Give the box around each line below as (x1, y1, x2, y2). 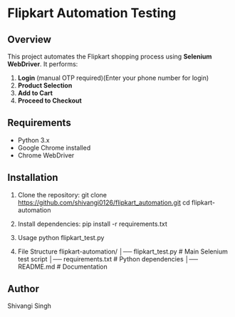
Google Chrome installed (17, 143, 91, 152)
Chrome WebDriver (17, 151, 75, 160)
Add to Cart (17, 89, 53, 97)
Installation (7, 172, 58, 184)
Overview (7, 33, 52, 46)
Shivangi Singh (7, 301, 52, 311)
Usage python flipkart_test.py (17, 233, 105, 241)
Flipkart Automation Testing (7, 5, 177, 21)
